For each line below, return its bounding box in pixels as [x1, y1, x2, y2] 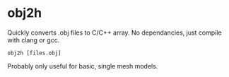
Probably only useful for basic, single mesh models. [7, 61, 158, 70]
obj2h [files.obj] [7, 49, 61, 57]
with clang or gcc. [7, 35, 60, 44]
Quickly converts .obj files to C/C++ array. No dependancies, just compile [7, 28, 222, 37]
